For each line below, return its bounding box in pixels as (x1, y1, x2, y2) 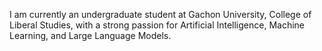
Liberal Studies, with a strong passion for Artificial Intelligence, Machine (9, 19, 306, 31)
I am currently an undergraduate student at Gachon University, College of (9, 9, 312, 20)
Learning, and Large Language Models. (9, 30, 172, 41)
